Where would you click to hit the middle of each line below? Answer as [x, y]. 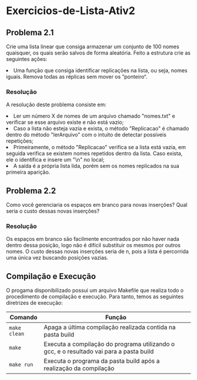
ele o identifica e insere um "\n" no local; [55, 160]
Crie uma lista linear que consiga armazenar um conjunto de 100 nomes [93, 46]
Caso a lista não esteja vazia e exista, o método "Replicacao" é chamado [101, 129]
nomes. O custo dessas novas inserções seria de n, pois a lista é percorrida [97, 251]
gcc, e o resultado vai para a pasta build [99, 352]
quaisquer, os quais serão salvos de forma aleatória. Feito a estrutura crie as [98, 53]
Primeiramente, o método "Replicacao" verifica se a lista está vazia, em [100, 147]
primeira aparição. [28, 172]
